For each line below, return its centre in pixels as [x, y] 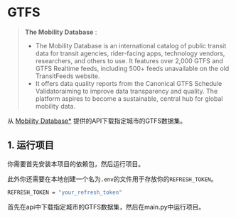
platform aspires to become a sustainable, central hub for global [129, 98]
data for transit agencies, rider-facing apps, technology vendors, [130, 53]
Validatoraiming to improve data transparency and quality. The [127, 91]
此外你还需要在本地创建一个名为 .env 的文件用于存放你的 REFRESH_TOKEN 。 [112, 179]
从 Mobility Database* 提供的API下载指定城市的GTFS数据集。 [97, 121]
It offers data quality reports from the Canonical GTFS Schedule [129, 83]
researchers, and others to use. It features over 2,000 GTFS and [129, 60]
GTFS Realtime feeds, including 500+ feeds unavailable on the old [132, 68]
